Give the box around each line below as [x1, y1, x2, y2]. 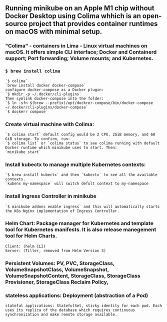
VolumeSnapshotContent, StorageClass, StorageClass [5, 272, 141, 279]
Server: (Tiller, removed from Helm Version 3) [5, 248, 106, 253]
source [5, 19, 27, 28]
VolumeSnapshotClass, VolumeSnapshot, [5, 266, 109, 273]
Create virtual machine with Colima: [5, 120, 94, 127]
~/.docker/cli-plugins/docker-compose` [5, 104, 88, 109]
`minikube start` [5, 149, 41, 154]
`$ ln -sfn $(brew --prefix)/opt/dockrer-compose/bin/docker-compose [5, 100, 153, 105]
